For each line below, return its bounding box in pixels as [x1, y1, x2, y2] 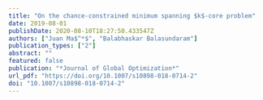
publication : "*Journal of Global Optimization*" [8, 65, 180, 73]
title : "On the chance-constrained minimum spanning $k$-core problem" [8, 11, 256, 20]
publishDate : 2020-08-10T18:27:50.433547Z [8, 27, 154, 35]
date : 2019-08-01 [8, 19, 67, 27]
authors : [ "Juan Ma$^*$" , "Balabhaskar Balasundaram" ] [8, 34, 198, 43]
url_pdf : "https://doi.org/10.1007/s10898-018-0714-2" [8, 72, 198, 80]
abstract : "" [8, 49, 53, 57]
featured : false [8, 57, 63, 65]
